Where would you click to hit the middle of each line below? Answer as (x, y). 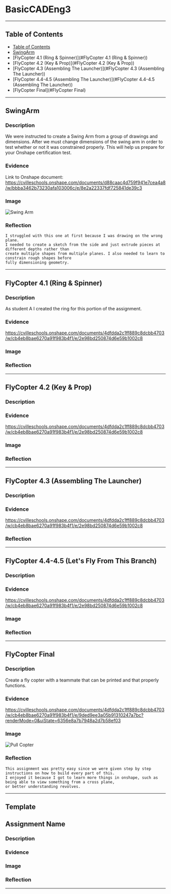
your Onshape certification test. (39, 153)
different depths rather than (37, 249)
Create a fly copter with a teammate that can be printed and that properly (82, 680)
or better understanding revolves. (43, 786)
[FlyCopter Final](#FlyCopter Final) (49, 90)
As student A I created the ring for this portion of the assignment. (74, 309)
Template (21, 807)
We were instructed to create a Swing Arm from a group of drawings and (81, 137)
